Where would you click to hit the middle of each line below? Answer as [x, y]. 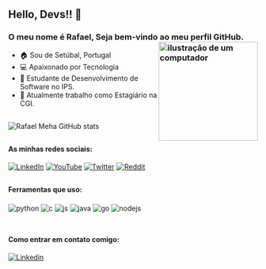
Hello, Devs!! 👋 [45, 15]
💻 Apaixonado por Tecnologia [69, 66]
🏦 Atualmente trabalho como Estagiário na [88, 95]
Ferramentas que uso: [45, 190]
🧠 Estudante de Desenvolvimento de [79, 78]
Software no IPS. [47, 86]
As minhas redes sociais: [50, 149]
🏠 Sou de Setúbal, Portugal [65, 55]
